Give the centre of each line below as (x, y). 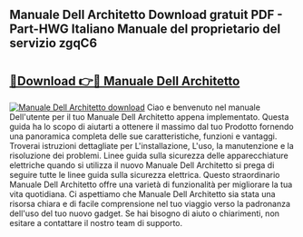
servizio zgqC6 (54, 43)
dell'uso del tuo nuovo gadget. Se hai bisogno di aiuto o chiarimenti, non (144, 213)
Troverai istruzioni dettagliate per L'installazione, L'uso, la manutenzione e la (152, 146)
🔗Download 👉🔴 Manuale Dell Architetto (125, 81)
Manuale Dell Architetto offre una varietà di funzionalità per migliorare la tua (151, 184)
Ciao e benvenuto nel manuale (204, 107)
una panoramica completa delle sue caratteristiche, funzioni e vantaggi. (143, 136)
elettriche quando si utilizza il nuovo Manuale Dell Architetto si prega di (142, 165)
